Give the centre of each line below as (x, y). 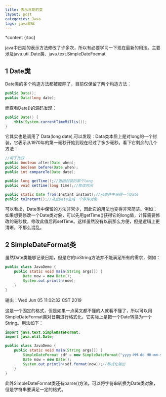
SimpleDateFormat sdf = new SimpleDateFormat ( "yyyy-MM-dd (84, 355)
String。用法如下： (24, 323)
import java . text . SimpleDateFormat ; (43, 332)
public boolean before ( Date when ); (42, 168)
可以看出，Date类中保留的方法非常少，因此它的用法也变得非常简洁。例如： (81, 209)
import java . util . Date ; (30, 337)
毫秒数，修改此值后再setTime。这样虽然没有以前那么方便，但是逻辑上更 (87, 221)
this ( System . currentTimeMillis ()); (51, 122)
